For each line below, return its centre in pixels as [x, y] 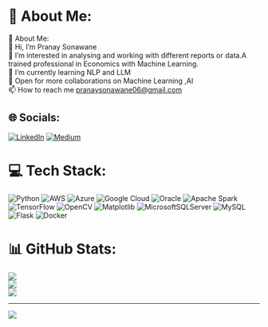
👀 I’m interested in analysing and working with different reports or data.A [128, 55]
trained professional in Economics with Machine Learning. [104, 64]
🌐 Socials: [34, 118]
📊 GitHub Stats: [63, 248]
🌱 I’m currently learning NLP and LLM [70, 72]
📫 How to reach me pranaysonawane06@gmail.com [95, 89]
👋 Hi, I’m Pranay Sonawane [53, 46]
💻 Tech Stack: [57, 170]
